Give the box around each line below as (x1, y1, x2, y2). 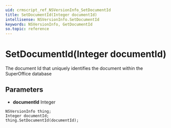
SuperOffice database (5, 71, 52, 77)
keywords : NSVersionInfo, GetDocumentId (5, 21, 93, 27)
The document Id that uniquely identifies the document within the (5, 65, 143, 71)
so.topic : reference (5, 27, 50, 32)
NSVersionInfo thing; (5, 109, 52, 114)
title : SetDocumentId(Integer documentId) (5, 12, 97, 17)
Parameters (5, 85, 44, 94)
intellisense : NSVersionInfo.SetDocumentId (5, 17, 100, 22)
